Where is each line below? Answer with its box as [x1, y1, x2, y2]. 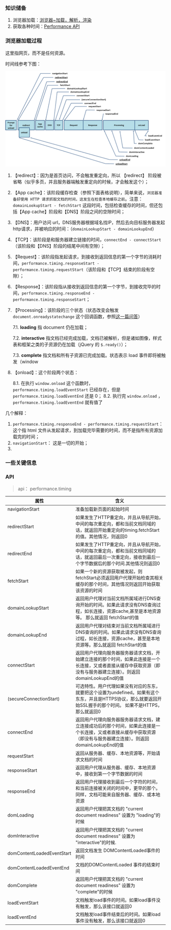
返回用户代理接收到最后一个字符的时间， [75, 779, 160, 785]
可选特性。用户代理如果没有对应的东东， [75, 683, 160, 689]
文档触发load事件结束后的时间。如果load [75, 911, 161, 917]
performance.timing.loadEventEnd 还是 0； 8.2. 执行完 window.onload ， [12, 393, 163, 399]
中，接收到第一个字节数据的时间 [75, 770, 142, 776]
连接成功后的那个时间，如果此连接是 [79, 723, 156, 729]
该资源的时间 [75, 587, 103, 593]
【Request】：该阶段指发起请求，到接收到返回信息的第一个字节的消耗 [12, 254, 157, 260]
